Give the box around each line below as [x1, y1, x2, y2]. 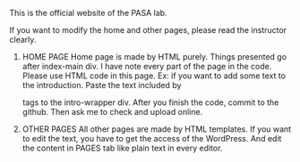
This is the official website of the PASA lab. [9, 8, 167, 18]
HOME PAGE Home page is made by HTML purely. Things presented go [21, 52, 287, 61]
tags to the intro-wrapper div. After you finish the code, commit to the [21, 97, 279, 108]
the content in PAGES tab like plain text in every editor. [21, 142, 223, 153]
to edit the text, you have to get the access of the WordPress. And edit [21, 134, 282, 143]
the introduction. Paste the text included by [21, 80, 182, 90]
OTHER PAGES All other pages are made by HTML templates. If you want [21, 124, 292, 134]
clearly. [9, 35, 37, 45]
